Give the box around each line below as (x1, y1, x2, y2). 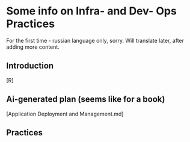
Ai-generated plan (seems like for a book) (6, 94, 165, 105)
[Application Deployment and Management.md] (6, 110, 124, 117)
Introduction (6, 61, 54, 71)
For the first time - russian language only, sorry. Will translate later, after (6, 37, 185, 44)
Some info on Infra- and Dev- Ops (6, 4, 177, 18)
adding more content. (6, 43, 60, 51)
